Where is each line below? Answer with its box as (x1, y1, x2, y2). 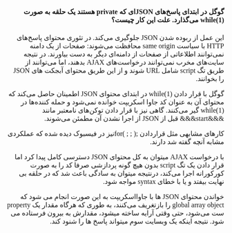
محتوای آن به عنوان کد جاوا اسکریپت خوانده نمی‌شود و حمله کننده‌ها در (20, 97, 224, 106)
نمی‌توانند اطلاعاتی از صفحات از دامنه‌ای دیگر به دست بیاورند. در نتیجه (23, 50, 224, 58)
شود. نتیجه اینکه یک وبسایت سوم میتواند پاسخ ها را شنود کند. (50, 217, 224, 225)
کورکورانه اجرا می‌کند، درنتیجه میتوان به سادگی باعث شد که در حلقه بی (19, 169, 224, 177)
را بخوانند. (195, 74, 224, 83)
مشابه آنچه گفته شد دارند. (150, 138, 224, 146)
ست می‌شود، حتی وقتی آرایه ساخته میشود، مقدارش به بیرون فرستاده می (10, 209, 224, 217)
